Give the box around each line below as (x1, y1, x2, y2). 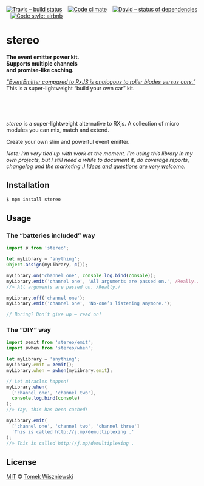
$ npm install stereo (6, 196, 61, 203)
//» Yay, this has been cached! (6, 407, 88, 413)
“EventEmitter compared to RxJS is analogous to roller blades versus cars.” (6, 78, 196, 85)
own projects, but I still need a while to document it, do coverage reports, (6, 156, 189, 163)
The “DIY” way (6, 326, 52, 334)
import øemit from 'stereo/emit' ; (6, 340, 94, 346)
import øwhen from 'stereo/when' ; (6, 345, 94, 351)
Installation (6, 180, 50, 191)
